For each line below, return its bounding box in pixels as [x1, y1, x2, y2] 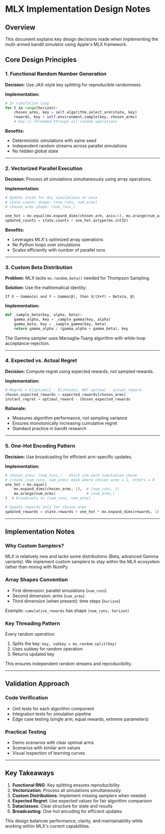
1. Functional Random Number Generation [5, 71, 107, 77]
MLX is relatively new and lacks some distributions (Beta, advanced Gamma [5, 553, 159, 559]
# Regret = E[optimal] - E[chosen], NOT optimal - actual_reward [5, 387, 141, 393]
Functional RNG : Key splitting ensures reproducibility [12, 782, 120, 788]
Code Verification [5, 694, 48, 701]
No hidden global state [12, 148, 58, 154]
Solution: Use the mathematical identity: [5, 285, 87, 290]
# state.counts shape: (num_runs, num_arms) [5, 200, 98, 205]
